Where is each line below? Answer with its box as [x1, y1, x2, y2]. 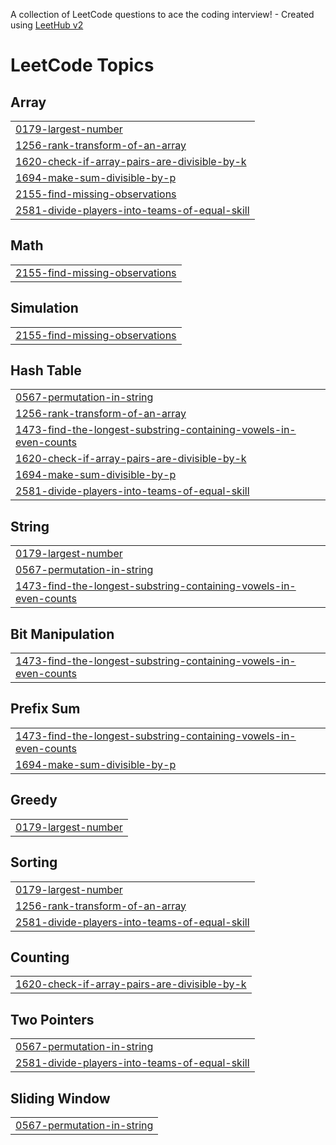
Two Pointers [10, 1011, 95, 1028]
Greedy [10, 792, 58, 809]
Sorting [10, 854, 58, 871]
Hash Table [10, 362, 82, 379]
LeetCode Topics [10, 54, 155, 77]
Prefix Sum [10, 700, 81, 718]
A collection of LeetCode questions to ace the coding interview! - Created [10, 9, 315, 20]
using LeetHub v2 [10, 19, 84, 31]
